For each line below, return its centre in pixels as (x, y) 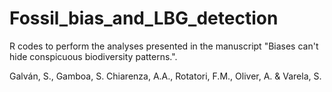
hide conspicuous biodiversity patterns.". (93, 56)
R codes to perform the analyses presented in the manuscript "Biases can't (164, 46)
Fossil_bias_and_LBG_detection (144, 18)
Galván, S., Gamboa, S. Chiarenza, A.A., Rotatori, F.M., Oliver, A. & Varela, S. (165, 76)
